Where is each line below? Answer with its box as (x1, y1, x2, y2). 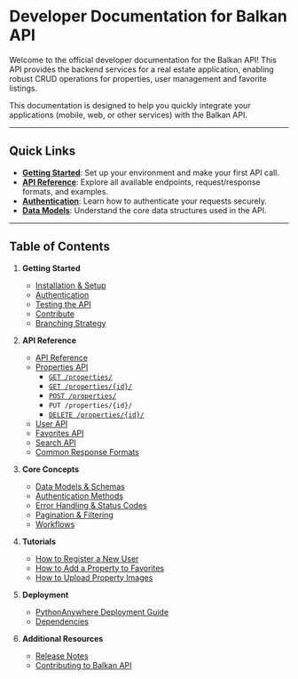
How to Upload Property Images (35, 571, 153, 583)
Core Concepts (21, 464, 80, 475)
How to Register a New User (35, 553, 139, 563)
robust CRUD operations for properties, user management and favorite (9, 73, 268, 84)
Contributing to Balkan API (35, 659, 132, 670)
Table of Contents (9, 239, 111, 254)
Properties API (35, 362, 89, 372)
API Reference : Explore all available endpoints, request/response (21, 176, 261, 188)
